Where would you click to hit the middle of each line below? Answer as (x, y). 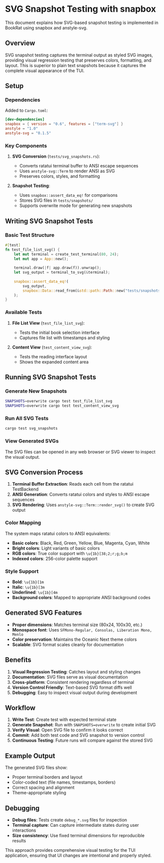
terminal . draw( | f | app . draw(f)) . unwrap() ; (58, 268)
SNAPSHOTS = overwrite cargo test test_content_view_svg (62, 406)
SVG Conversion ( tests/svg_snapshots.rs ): (56, 156)
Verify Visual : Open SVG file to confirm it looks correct (68, 730)
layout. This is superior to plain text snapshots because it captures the (76, 65)
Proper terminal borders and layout (47, 777)
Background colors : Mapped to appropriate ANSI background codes (81, 597)
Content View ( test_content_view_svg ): (52, 347)
